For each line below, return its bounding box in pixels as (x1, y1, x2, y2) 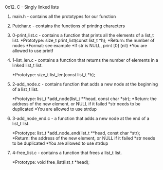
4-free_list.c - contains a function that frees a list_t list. (12, 150, 122, 155)
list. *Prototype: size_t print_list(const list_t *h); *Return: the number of (12, 37, 155, 43)
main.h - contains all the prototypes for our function (12, 14, 116, 19)
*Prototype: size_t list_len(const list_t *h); (12, 72, 96, 77)
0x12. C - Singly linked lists (5, 4, 59, 10)
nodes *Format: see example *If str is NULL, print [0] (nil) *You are (12, 43, 147, 48)
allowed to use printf (12, 48, 54, 53)
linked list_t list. (12, 63, 43, 68)
